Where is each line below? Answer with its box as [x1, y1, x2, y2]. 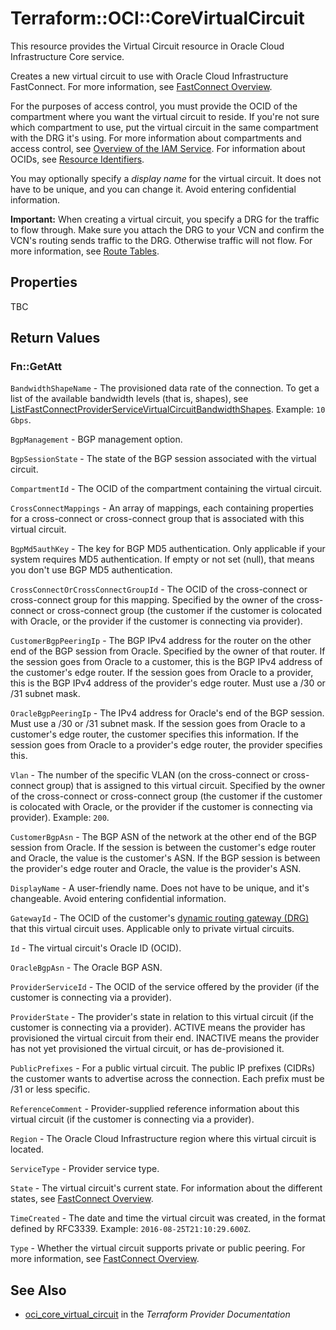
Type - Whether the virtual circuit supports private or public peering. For [10, 1242, 306, 1254]
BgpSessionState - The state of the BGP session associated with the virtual [10, 453, 317, 465]
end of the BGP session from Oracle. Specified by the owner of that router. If [10, 645, 326, 657]
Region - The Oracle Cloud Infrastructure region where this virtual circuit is [10, 1133, 317, 1145]
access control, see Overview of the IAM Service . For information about [10, 142, 306, 154]
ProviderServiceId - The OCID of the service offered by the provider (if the [10, 981, 320, 993]
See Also [10, 1282, 67, 1299]
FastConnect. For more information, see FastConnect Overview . [10, 80, 273, 92]
